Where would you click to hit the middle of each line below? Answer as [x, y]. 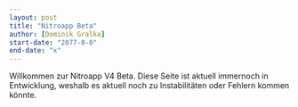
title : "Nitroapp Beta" [53, 26]
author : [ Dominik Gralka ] [57, 34]
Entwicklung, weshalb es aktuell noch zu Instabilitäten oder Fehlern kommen [149, 86]
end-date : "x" [36, 51]
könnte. [23, 95]
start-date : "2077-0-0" [53, 42]
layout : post [33, 17]
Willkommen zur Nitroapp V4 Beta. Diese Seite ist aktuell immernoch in [139, 76]
